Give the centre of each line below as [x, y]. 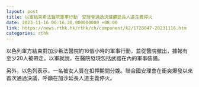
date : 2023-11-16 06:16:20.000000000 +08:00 [62, 22]
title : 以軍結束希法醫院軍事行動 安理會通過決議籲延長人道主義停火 [79, 17]
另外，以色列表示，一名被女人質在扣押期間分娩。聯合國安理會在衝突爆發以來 [99, 71]
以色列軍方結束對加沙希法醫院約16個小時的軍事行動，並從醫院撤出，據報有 [97, 51]
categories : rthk [28, 34]
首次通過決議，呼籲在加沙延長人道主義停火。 [61, 78]
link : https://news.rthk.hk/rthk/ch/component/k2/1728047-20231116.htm [96, 28]
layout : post [22, 11]
